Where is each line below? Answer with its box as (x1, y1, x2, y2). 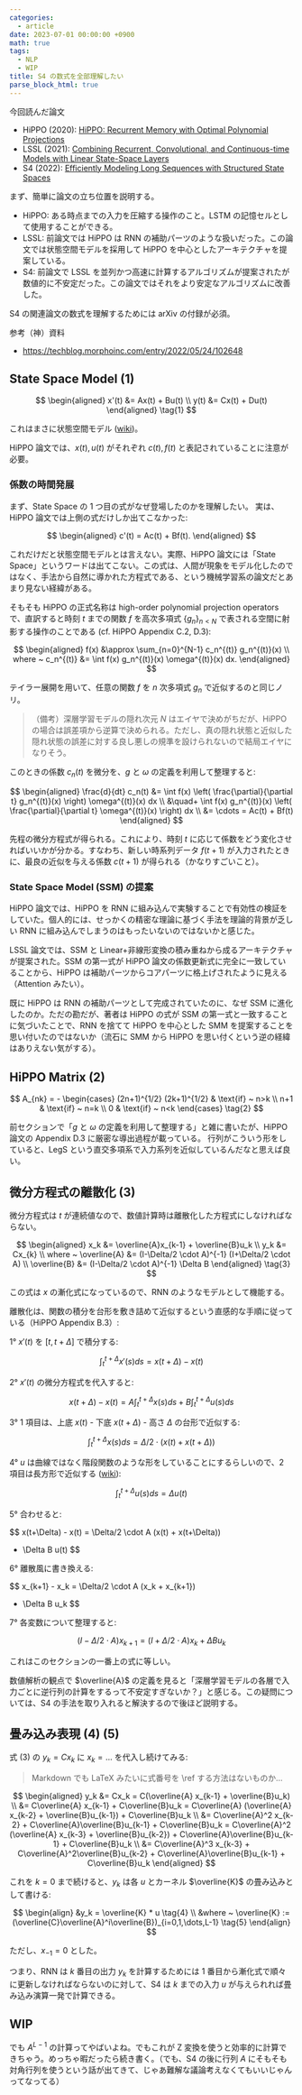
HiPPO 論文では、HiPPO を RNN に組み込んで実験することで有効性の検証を (9, 903, 288, 914)
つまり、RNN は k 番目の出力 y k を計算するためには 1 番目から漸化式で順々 (9, 1965, 287, 1979)
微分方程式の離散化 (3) (9, 1184, 136, 1199)
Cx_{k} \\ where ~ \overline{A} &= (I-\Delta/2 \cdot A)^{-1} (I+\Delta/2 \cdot (12, 1249, 291, 1260)
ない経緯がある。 (32, 583, 96, 593)
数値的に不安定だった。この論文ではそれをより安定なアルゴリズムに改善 (22, 277, 291, 289)
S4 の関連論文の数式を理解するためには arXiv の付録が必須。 (9, 308, 235, 318)
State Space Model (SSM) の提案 (9, 881, 154, 894)
